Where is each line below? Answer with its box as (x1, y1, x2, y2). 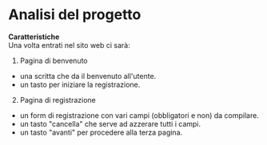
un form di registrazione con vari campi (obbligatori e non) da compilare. (19, 110, 260, 120)
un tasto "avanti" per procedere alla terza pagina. (19, 127, 183, 137)
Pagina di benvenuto (19, 56, 88, 65)
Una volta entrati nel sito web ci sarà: (8, 40, 130, 49)
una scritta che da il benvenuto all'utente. (19, 71, 157, 80)
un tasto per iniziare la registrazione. (19, 80, 141, 89)
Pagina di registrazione (19, 95, 96, 104)
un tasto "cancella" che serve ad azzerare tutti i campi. (19, 119, 201, 128)
